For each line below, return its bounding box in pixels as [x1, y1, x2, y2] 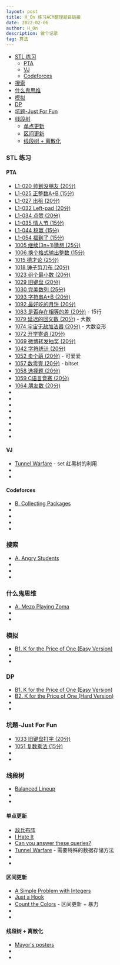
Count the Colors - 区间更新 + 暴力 [14, 900, 99, 908]
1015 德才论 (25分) [14, 257, 59, 264]
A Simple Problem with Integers [14, 887, 91, 894]
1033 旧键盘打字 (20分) [14, 736, 71, 743]
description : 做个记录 [6, 31, 58, 37]
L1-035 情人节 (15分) [14, 219, 65, 226]
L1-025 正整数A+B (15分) [14, 190, 75, 197]
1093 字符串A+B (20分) [14, 293, 71, 300]
